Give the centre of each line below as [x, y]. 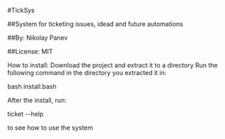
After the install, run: [37, 100]
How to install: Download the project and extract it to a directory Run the [112, 65]
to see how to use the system [50, 128]
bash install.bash [32, 87]
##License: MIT [30, 51]
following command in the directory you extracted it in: [87, 73]
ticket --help [25, 114]
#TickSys [21, 10]
